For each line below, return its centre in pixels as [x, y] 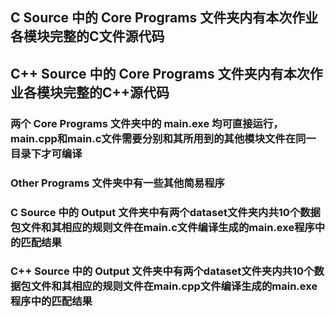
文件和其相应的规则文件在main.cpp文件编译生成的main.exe [174, 286]
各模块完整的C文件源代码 [87, 36]
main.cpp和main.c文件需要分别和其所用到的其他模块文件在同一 [163, 138]
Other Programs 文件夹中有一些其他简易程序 [117, 183]
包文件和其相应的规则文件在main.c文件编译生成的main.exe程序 [162, 227]
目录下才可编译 [46, 153]
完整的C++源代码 [116, 92]
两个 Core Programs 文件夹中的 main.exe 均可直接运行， [147, 123]
